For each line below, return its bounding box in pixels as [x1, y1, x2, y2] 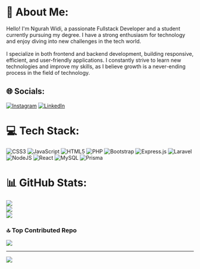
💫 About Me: [6, 5, 69, 19]
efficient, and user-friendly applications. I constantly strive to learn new [6, 56, 182, 64]
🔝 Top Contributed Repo [6, 226, 77, 234]
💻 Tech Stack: [6, 124, 80, 137]
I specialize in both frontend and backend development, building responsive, [6, 50, 194, 57]
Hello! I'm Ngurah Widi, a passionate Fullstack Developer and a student [6, 25, 180, 32]
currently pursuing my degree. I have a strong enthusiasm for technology [6, 31, 186, 38]
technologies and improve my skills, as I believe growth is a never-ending [6, 62, 186, 70]
